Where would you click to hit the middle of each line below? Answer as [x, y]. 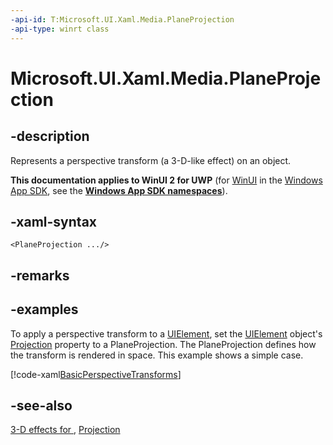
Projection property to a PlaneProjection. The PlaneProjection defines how [163, 344]
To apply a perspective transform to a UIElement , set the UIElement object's [166, 333]
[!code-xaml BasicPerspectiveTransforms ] [96, 374]
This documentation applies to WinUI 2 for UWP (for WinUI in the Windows [166, 180]
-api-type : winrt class [60, 29]
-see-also [41, 405]
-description [50, 136]
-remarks [40, 275]
